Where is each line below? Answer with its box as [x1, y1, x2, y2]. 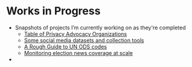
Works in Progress [6, 4, 101, 18]
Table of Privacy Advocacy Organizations [24, 30, 127, 37]
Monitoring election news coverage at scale [24, 49, 133, 56]
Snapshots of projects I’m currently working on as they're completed [14, 24, 186, 31]
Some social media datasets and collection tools [24, 36, 144, 44]
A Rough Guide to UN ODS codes [24, 43, 107, 50]
